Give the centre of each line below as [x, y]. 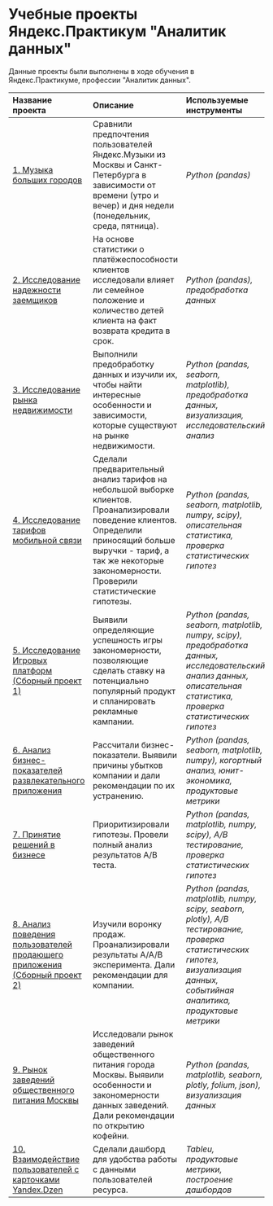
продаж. [109, 934]
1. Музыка [33, 169]
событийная [210, 990]
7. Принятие [37, 834]
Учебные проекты [73, 14]
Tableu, [200, 1149]
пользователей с [46, 1169]
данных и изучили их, [135, 374]
